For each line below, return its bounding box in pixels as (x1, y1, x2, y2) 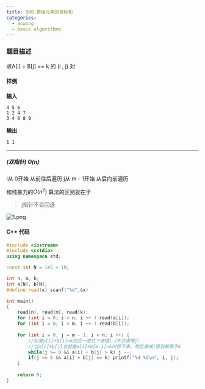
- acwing (12, 20, 34, 26)
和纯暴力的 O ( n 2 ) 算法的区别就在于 (6, 187, 92, 196)
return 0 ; (17, 372, 43, 378)
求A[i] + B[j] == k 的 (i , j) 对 (6, 62, 76, 70)
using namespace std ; (6, 253, 62, 260)
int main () (6, 298, 34, 304)
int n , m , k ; (6, 276, 40, 282)
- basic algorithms (12, 26, 62, 32)
